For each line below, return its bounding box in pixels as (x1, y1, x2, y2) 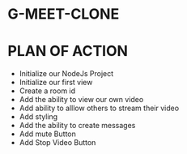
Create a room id (19, 86, 76, 96)
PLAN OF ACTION (7, 42, 129, 61)
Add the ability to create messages (19, 121, 136, 130)
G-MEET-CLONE (7, 5, 120, 24)
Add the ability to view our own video (19, 95, 144, 105)
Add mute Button (19, 129, 76, 139)
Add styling (19, 112, 58, 122)
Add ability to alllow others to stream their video (19, 103, 180, 113)
